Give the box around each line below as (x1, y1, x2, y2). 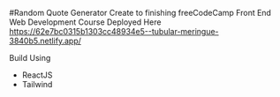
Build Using (9, 53, 51, 63)
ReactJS (21, 70, 53, 80)
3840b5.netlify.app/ (9, 35, 82, 46)
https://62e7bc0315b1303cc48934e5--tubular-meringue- (9, 26, 219, 36)
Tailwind (21, 79, 53, 89)
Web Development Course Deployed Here (9, 17, 162, 27)
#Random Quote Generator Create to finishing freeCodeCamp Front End (9, 8, 272, 18)
